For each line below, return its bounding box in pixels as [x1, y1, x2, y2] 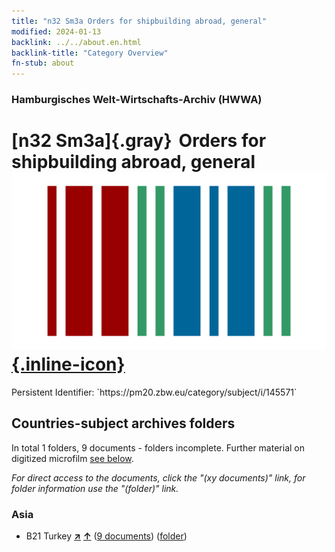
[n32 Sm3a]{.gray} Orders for [11, 130, 267, 152]
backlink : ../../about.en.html [11, 37, 142, 47]
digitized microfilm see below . [11, 452, 134, 464]
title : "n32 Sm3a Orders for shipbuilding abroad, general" [11, 16, 268, 26]
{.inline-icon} [11, 353, 126, 376]
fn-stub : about [11, 58, 75, 69]
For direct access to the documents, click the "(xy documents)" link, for [11, 471, 306, 484]
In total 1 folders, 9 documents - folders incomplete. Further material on [11, 441, 305, 454]
